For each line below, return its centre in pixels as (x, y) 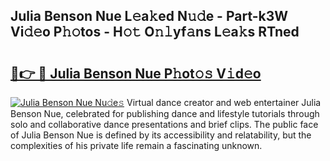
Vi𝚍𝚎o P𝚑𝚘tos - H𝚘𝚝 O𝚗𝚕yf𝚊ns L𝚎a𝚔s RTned (155, 32)
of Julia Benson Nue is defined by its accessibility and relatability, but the (161, 135)
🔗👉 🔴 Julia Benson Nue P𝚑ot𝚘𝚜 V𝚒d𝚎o (136, 73)
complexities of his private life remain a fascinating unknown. (136, 145)
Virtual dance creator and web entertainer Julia (224, 102)
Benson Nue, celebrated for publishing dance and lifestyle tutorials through (165, 113)
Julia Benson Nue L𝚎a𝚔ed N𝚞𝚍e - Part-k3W (149, 16)
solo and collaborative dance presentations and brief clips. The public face (164, 124)
